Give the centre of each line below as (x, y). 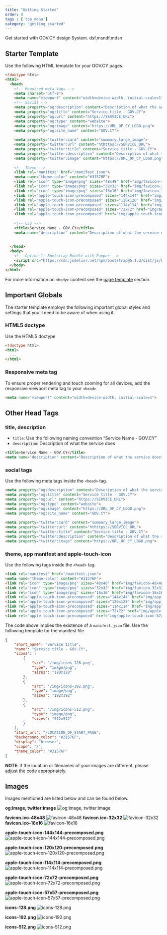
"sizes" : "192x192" (52, 696)
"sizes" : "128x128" (52, 672)
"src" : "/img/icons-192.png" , (63, 686)
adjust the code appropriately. (36, 771)
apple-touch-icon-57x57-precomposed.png (52, 893)
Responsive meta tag (31, 372)
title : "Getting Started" (32, 10)
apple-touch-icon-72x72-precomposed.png (52, 878)
